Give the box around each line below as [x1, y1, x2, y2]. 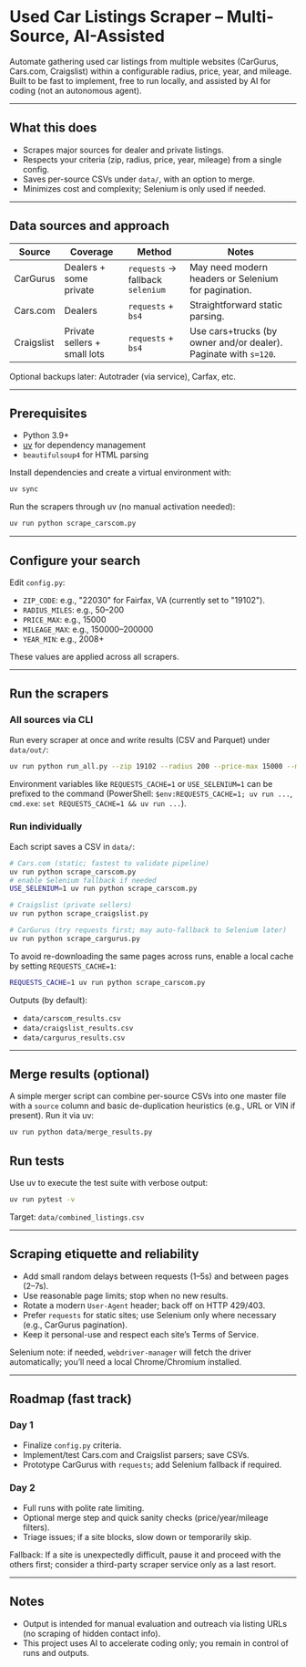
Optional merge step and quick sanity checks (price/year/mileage [22, 1512, 269, 1523]
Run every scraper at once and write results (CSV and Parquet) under [9, 734, 270, 745]
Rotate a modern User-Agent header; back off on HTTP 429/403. [22, 1299, 266, 1311]
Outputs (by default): [9, 994, 88, 1005]
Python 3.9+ [22, 430, 70, 441]
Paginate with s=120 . [189, 347, 276, 360]
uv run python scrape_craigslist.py [9, 909, 148, 918]
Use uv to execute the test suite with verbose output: [9, 1178, 209, 1189]
